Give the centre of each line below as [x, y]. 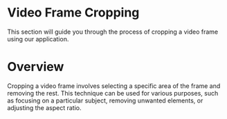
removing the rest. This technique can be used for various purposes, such [113, 93]
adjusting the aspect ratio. [44, 107]
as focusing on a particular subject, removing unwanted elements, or [105, 100]
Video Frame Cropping [73, 13]
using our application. [38, 39]
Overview [36, 67]
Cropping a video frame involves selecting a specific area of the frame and [114, 86]
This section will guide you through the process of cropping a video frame [113, 32]
